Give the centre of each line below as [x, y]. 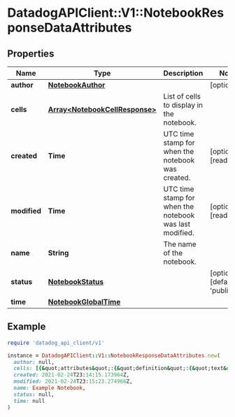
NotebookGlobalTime [84, 302]
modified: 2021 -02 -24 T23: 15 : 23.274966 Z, [73, 382]
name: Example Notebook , [50, 388]
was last [177, 224]
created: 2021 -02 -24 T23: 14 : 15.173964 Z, [72, 375]
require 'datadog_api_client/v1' [56, 343]
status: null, [34, 394]
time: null [29, 401]
